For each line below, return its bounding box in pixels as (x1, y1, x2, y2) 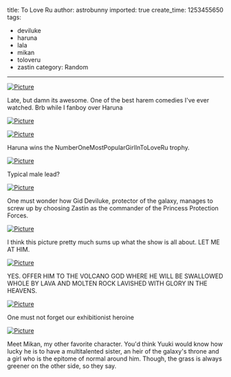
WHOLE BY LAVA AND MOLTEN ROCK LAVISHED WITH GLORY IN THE (7, 279, 208, 288)
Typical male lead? (7, 170, 60, 178)
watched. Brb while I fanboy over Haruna (7, 103, 123, 111)
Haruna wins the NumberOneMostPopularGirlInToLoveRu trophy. (7, 144, 190, 151)
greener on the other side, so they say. (7, 362, 117, 370)
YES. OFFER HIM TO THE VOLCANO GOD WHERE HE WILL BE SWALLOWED (7, 272, 223, 280)
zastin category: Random (16, 63, 89, 71)
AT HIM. (7, 246, 30, 253)
